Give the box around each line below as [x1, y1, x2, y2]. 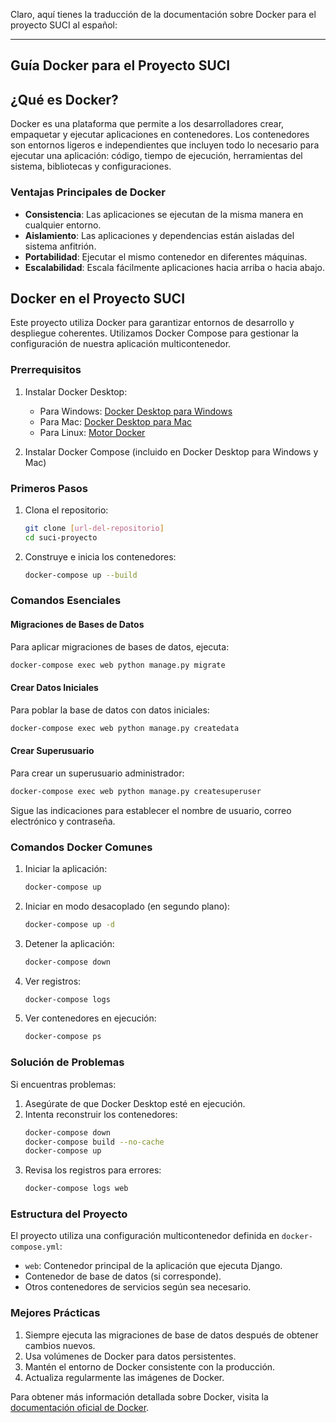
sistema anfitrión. [24, 240, 97, 252]
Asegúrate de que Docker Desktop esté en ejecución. [24, 1097, 246, 1109]
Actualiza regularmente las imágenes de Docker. [24, 1371, 225, 1383]
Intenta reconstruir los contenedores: [24, 1108, 178, 1120]
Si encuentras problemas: [10, 1078, 117, 1090]
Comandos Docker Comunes [10, 840, 153, 854]
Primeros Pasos [10, 481, 89, 495]
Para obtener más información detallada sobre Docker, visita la [10, 1390, 269, 1403]
